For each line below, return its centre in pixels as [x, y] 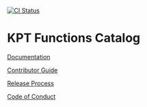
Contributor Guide [32, 70]
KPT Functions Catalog [74, 38]
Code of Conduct [31, 96]
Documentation [29, 57]
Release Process [31, 83]
